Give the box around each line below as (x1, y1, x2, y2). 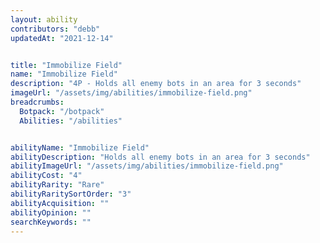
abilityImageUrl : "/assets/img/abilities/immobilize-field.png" (10, 161, 284, 171)
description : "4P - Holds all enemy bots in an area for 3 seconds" (10, 79, 302, 89)
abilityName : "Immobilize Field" (10, 142, 150, 153)
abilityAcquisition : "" (10, 198, 110, 208)
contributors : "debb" (10, 24, 101, 34)
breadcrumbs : (10, 97, 65, 107)
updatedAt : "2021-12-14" (10, 33, 114, 43)
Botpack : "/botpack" (19, 106, 105, 116)
